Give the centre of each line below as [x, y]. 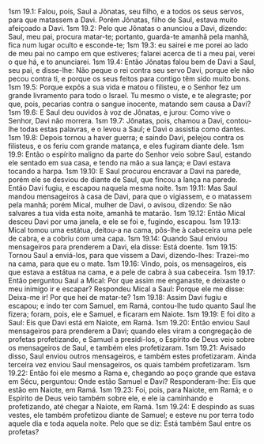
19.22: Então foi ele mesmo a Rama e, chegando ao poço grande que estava [132, 373]
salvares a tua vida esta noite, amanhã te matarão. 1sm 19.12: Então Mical [127, 213]
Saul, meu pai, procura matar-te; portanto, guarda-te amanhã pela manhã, [129, 36]
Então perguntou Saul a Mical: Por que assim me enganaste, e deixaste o [127, 281]
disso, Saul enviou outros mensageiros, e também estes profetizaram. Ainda [132, 356]
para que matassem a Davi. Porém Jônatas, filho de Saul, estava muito [123, 20]
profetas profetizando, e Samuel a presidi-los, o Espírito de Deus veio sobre [132, 339]
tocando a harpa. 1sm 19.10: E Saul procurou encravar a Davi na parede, [124, 171]
